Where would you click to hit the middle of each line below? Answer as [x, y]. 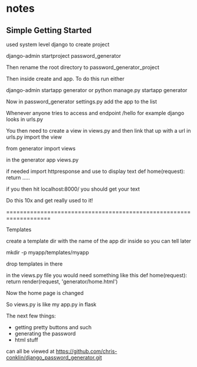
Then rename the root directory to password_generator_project [83, 67]
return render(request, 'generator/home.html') [62, 281]
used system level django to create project [58, 44]
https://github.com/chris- [86, 351]
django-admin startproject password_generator [64, 56]
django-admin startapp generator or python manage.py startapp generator [97, 90]
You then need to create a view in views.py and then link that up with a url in [98, 131]
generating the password [45, 333]
